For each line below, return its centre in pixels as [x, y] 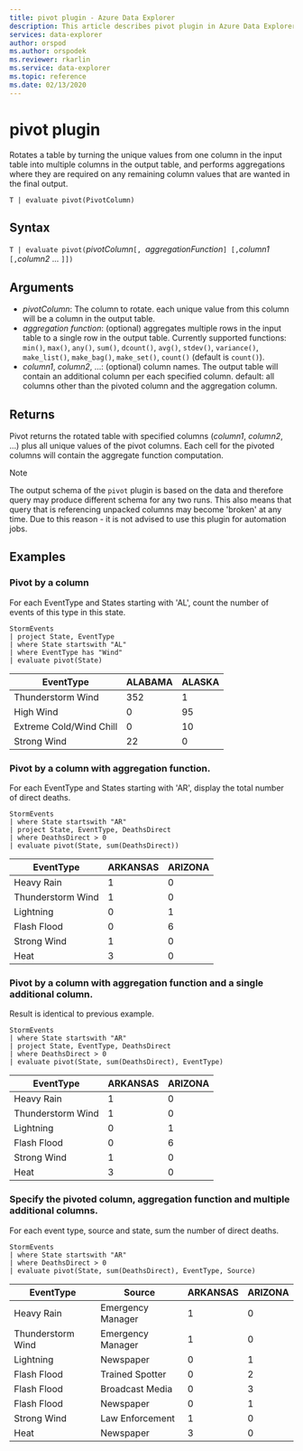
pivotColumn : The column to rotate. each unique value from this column [156, 309]
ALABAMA [149, 681]
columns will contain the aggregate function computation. [116, 455]
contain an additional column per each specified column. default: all [148, 377]
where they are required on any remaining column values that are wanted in [150, 173]
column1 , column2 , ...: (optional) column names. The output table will [150, 367]
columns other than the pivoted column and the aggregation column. [150, 386]
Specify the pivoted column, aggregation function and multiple [150, 1200]
